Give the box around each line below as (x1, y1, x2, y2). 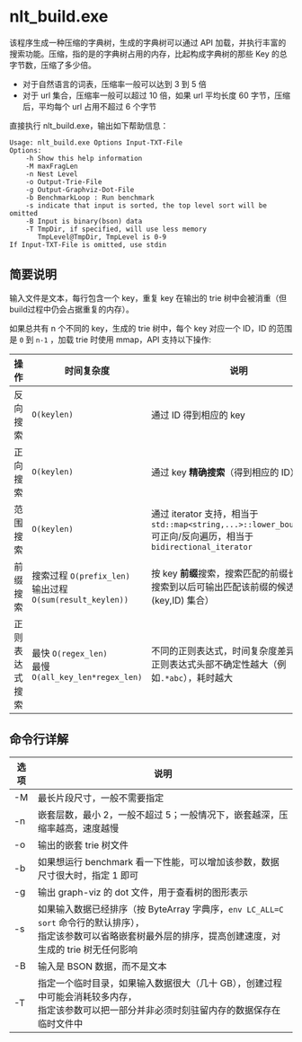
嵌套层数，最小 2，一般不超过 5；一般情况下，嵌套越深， (37, 808, 280, 821)
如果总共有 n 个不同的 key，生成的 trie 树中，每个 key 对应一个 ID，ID (9, 322, 267, 333)
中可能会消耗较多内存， (37, 990, 138, 1002)
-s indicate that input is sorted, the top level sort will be (25, 200, 268, 210)
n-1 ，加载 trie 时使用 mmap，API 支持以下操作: (35, 334, 212, 345)
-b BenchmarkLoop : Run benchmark (25, 193, 155, 202)
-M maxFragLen (25, 162, 78, 171)
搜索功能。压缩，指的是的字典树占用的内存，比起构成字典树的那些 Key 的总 (9, 48, 288, 59)
